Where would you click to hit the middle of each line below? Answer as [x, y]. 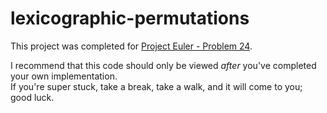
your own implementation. [64, 76]
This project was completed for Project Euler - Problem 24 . [131, 46]
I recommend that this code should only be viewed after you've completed [163, 65]
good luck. [32, 97]
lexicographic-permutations [130, 18]
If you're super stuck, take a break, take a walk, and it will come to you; [156, 86]
